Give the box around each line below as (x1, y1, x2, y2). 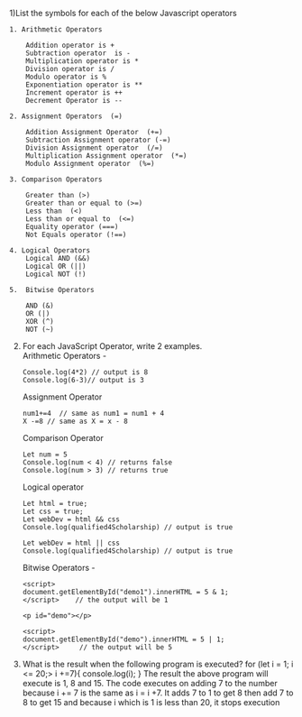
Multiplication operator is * (25, 57, 140, 66)
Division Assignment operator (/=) (25, 143, 164, 152)
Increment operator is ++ (25, 88, 124, 97)
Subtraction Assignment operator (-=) (25, 135, 171, 144)
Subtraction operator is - (25, 49, 131, 58)
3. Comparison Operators (9, 175, 103, 184)
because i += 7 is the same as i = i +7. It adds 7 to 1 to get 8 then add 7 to (22, 687, 294, 698)
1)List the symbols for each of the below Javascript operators (9, 8, 237, 18)
